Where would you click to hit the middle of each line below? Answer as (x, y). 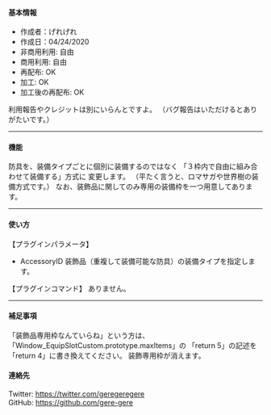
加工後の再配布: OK (52, 92)
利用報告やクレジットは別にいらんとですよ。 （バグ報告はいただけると (126, 110)
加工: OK (34, 82)
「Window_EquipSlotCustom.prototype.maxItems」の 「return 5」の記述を (133, 345)
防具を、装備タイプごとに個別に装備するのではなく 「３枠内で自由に (122, 166)
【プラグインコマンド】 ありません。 (69, 288)
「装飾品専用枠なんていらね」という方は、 (79, 335)
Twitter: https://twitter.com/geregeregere (77, 394)
